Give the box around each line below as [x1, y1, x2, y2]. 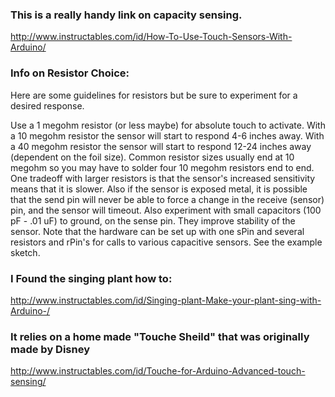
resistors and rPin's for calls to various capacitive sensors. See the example [10, 236, 323, 248]
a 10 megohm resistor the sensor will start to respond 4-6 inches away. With [10, 129, 325, 142]
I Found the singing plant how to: [10, 271, 173, 285]
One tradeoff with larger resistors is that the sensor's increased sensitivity [10, 172, 316, 184]
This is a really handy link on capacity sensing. [10, 8, 243, 22]
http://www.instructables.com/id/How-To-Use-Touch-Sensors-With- [10, 31, 293, 43]
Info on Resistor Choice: [10, 66, 130, 80]
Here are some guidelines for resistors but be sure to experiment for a [10, 89, 298, 101]
